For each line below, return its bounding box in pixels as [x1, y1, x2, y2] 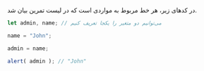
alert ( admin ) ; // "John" [7, 58, 87, 65]
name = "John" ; [7, 32, 52, 39]
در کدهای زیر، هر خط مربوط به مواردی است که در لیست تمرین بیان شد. [7, 6, 198, 14]
